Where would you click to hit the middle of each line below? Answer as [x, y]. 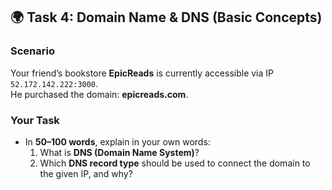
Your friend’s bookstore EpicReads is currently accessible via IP [142, 73]
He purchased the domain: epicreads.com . [99, 94]
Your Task [35, 120]
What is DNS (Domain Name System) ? [119, 152]
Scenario [32, 51]
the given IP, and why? [86, 173]
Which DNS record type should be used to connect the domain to [175, 163]
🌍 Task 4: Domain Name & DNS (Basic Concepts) [166, 17]
